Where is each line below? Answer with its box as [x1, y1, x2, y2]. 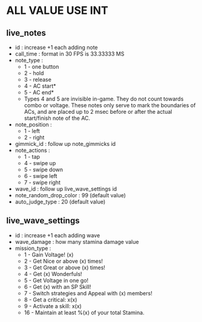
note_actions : [15, 146, 50, 154]
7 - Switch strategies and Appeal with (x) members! [24, 289, 152, 297]
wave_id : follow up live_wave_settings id [15, 185, 117, 192]
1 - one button [24, 63, 59, 70]
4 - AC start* [24, 82, 56, 90]
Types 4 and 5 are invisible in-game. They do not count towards [24, 95, 184, 102]
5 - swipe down [24, 166, 64, 173]
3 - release [24, 76, 51, 83]
